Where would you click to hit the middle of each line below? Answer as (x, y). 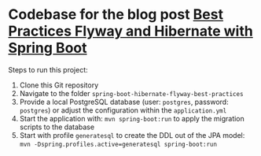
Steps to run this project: (48, 69)
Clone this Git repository (59, 85)
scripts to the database (57, 127)
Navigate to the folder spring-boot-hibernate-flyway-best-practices (131, 93)
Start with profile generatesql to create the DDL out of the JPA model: (132, 135)
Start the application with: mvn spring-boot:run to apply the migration (132, 118)
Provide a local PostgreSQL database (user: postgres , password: (124, 102)
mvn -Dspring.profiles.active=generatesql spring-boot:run (118, 144)
